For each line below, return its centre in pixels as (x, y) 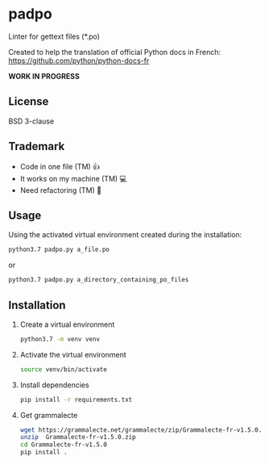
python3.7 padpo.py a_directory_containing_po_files (99, 280)
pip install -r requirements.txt (76, 399)
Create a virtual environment (67, 324)
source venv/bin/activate (63, 369)
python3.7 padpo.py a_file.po (59, 250)
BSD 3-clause (31, 121)
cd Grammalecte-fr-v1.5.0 (63, 445)
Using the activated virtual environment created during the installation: (125, 235)
